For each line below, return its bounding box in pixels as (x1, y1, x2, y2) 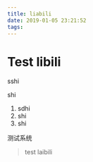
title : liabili (7, 10, 52, 18)
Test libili (7, 54, 61, 70)
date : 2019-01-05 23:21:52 (7, 17, 87, 24)
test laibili (24, 148, 53, 156)
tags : (7, 23, 23, 30)
